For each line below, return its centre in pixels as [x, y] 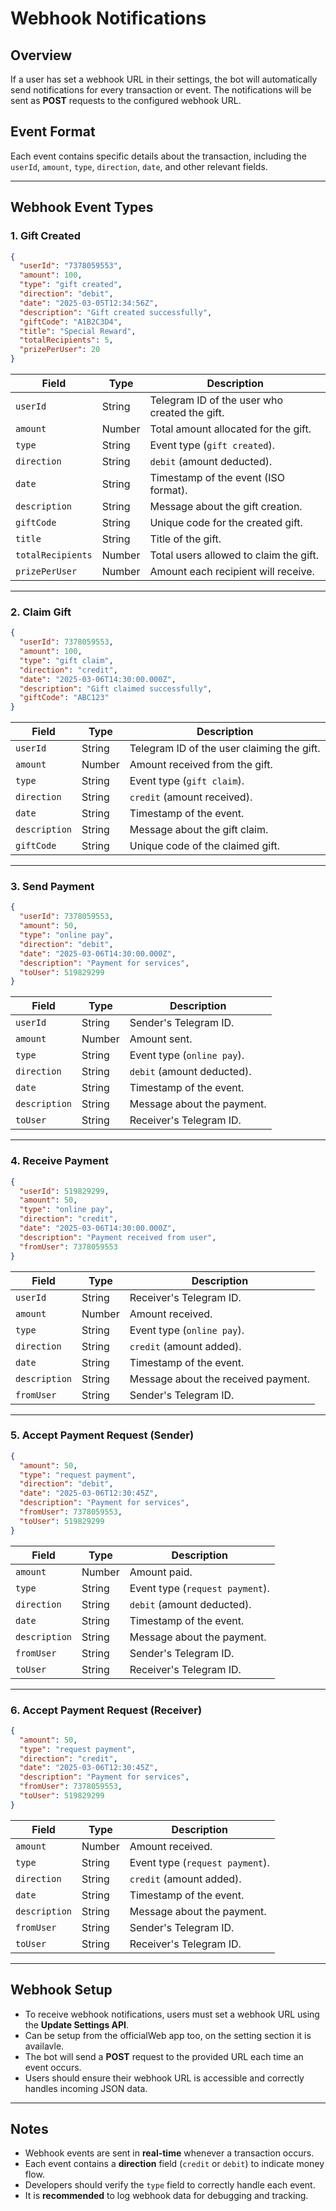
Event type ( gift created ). [212, 445]
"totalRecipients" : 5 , [66, 340]
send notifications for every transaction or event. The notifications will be [161, 90]
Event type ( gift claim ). [187, 781]
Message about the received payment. [220, 1379]
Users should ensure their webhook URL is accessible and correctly [164, 2078]
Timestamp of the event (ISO [217, 477]
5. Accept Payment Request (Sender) [102, 1435]
